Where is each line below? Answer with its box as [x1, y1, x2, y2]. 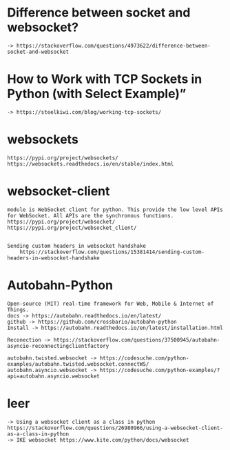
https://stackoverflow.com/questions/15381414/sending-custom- [19, 248, 205, 255]
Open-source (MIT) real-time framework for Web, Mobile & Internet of [7, 300, 214, 307]
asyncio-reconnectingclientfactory [7, 342, 109, 349]
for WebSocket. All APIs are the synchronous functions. [7, 212, 174, 219]
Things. [7, 306, 30, 313]
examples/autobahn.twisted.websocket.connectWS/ [7, 360, 149, 367]
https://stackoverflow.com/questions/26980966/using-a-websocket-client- [7, 424, 224, 431]
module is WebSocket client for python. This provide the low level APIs [7, 206, 224, 213]
